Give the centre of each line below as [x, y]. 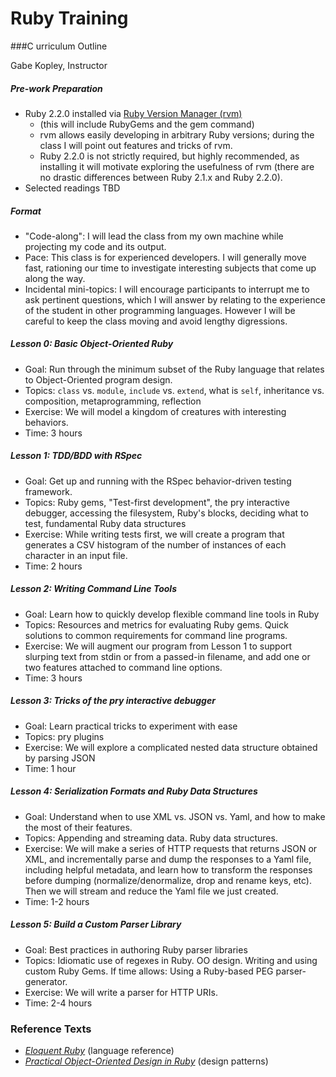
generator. [46, 981]
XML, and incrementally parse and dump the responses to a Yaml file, [168, 859]
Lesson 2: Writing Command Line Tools [93, 589]
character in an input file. [76, 555]
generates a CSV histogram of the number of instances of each [155, 544]
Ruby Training [69, 18]
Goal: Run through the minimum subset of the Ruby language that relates [174, 369]
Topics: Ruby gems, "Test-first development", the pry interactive [157, 502]
